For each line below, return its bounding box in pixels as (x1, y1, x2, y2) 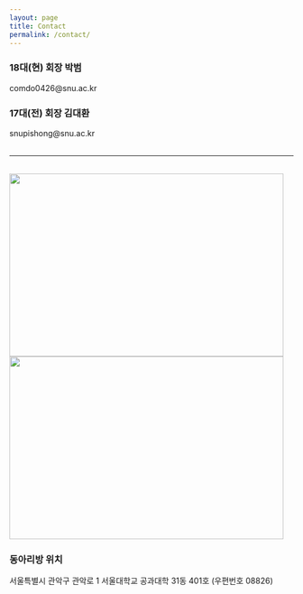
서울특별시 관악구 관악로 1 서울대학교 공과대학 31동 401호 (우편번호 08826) (9, 575, 273, 587)
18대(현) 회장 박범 (9, 61, 83, 74)
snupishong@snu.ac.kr (9, 127, 96, 138)
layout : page (9, 13, 59, 23)
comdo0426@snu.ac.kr (9, 82, 97, 93)
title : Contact (9, 22, 67, 31)
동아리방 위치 (9, 552, 63, 565)
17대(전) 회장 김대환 (9, 107, 90, 119)
